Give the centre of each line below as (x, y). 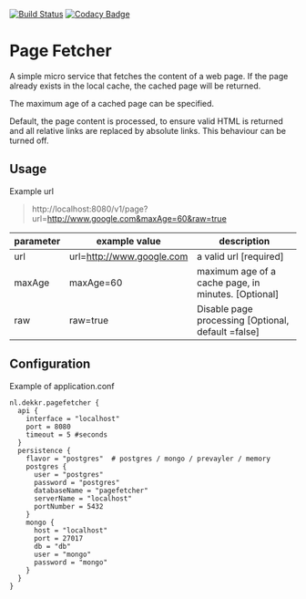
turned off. (29, 140)
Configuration (50, 364)
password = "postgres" (76, 482)
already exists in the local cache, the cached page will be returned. (135, 86)
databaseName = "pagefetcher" (91, 491)
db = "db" (52, 546)
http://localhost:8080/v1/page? (90, 209)
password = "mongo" (70, 562)
